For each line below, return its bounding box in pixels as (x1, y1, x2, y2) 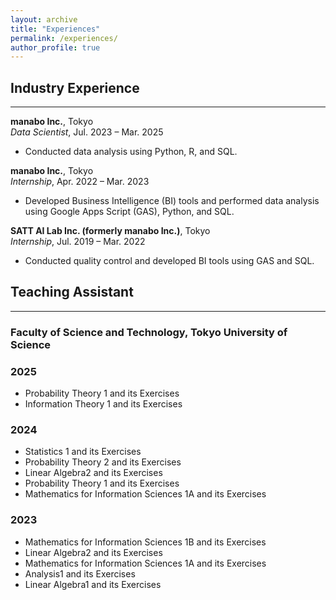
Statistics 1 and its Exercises (24, 446, 142, 458)
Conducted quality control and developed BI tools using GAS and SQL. (24, 255, 315, 267)
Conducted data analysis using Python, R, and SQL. (24, 146, 238, 158)
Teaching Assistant (10, 284, 134, 301)
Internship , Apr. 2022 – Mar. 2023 (10, 176, 150, 188)
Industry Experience (10, 79, 140, 96)
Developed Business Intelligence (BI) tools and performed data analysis (24, 195, 320, 207)
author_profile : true (10, 42, 101, 53)
